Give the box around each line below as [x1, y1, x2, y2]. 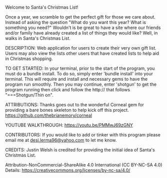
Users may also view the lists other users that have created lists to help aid [5, 50, 159, 56]
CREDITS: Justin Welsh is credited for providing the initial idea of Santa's [5, 147, 155, 152]
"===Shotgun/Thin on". [5, 92, 53, 98]
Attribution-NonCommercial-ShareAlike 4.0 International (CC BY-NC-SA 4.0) [5, 162, 162, 167]
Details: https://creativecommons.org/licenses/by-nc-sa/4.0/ [5, 167, 130, 173]
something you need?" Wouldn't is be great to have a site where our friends [5, 25, 161, 31]
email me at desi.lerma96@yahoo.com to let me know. [5, 137, 117, 143]
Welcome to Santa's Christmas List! [5, 5, 78, 10]
